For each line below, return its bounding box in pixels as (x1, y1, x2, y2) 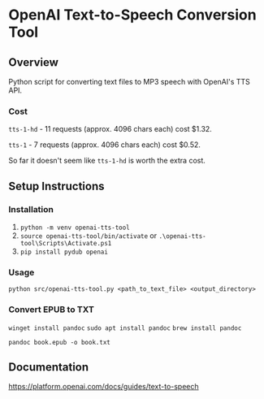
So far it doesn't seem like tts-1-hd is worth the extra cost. (8, 156, 206, 166)
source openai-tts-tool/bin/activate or (19, 230, 157, 241)
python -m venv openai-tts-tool (19, 223, 130, 232)
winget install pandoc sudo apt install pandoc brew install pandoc (8, 323, 242, 332)
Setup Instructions (8, 179, 105, 193)
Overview (8, 55, 59, 69)
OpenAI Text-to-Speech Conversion (8, 6, 258, 24)
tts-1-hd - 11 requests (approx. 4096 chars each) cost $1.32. (8, 124, 213, 134)
